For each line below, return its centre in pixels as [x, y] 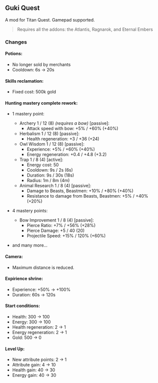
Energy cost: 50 [43, 165]
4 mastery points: [30, 211]
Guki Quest [23, 8]
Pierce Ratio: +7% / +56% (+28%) [61, 225]
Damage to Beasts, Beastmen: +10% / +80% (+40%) [80, 191]
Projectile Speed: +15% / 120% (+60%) [66, 236]
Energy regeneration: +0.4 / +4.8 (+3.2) [67, 155]
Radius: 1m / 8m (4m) [48, 180]
